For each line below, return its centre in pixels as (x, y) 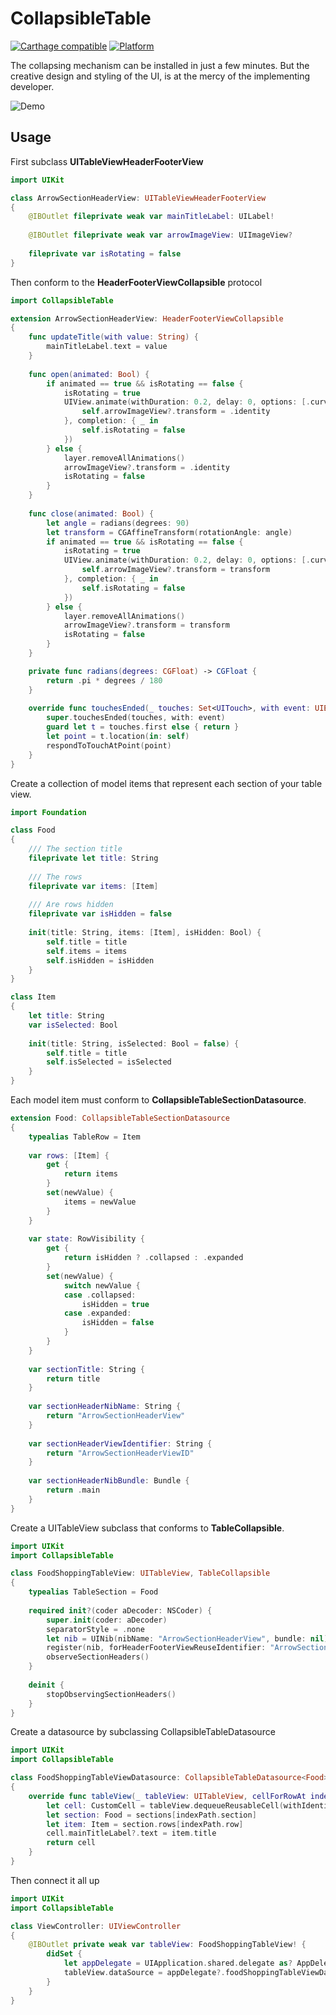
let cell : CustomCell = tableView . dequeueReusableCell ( (165, 1805)
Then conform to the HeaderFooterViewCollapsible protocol (136, 282)
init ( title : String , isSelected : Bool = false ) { (134, 1043)
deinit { (46, 1685)
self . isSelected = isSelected (109, 1062)
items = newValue (100, 1202)
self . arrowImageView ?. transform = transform (176, 570)
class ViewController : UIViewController (96, 1926)
